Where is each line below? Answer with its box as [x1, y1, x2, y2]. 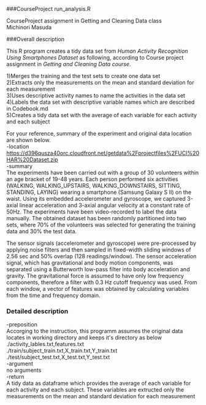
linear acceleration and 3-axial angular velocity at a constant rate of [19, 202, 191, 209]
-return [6, 373, 25, 380]
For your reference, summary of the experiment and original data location [6, 130, 192, 137]
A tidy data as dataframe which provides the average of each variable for [6, 380, 191, 387]
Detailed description [6, 307, 69, 315]
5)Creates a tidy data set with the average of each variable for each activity [6, 112, 197, 118]
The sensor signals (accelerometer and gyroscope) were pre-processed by [6, 239, 197, 247]
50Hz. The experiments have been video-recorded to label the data [6, 208, 177, 215]
